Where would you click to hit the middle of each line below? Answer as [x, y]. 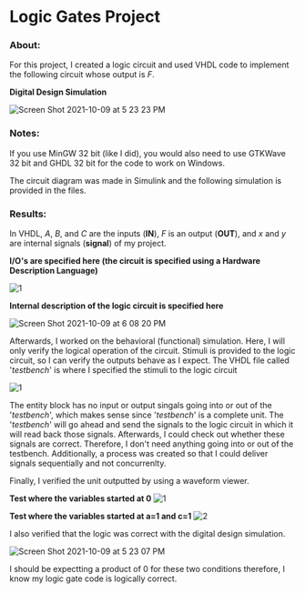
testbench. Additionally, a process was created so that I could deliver [139, 454]
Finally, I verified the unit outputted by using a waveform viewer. [130, 481]
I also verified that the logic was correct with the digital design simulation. [147, 534]
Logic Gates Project [85, 17]
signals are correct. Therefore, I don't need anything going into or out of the [152, 444]
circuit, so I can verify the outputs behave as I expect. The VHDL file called [149, 360]
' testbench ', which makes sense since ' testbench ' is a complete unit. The [147, 415]
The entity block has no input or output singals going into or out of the [141, 406]
